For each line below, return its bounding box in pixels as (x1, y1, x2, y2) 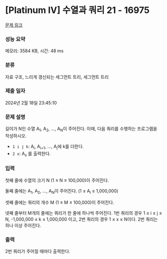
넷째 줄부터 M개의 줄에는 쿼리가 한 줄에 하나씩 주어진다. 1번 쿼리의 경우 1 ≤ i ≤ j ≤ (5, 210, 163, 216)
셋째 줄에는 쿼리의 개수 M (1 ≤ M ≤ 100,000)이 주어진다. (5, 199, 115, 205)
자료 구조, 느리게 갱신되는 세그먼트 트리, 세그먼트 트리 (5, 74, 109, 80)
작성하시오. (5, 132, 27, 138)
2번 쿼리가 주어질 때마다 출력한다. (5, 248, 71, 254)
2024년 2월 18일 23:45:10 (5, 100, 57, 106)
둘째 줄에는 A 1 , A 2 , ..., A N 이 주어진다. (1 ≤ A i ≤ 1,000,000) (5, 188, 119, 195)
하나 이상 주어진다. (5, 222, 41, 228)
